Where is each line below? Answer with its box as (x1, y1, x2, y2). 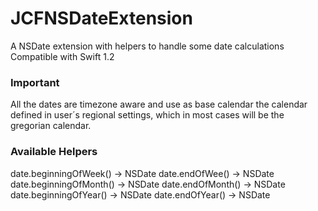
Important (10, 75, 60, 89)
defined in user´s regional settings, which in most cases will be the (10, 109, 285, 121)
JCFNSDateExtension (10, 7, 193, 30)
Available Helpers (10, 145, 98, 159)
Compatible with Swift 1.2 (10, 50, 115, 62)
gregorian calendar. (10, 120, 92, 132)
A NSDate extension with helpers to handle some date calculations (10, 40, 285, 52)
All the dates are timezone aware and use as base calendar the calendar (10, 98, 308, 111)
